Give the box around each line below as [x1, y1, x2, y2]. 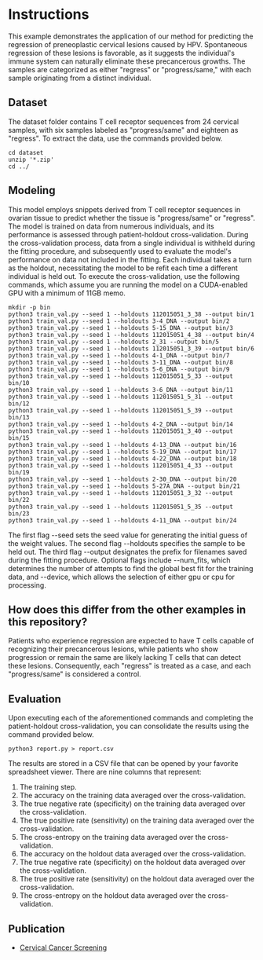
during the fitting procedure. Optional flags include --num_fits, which [8, 555, 231, 565]
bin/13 [8, 413, 30, 421]
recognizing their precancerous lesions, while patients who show [8, 644, 218, 654]
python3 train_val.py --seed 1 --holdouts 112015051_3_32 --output [8, 489, 234, 496]
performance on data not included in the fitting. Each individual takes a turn [8, 255, 253, 264]
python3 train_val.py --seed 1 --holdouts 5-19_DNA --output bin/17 [8, 448, 237, 456]
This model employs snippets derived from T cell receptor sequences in [8, 204, 241, 214]
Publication [8, 922, 65, 936]
